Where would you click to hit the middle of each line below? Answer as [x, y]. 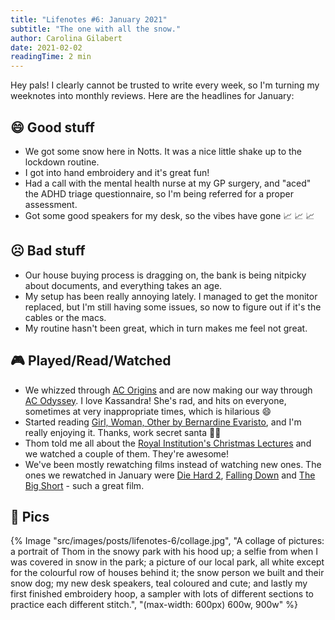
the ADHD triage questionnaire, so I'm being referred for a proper [159, 193]
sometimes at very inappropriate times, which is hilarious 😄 [148, 411]
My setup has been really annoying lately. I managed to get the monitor [171, 296]
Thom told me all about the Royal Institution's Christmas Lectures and [168, 443]
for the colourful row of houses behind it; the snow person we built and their [167, 573]
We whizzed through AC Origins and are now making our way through [168, 390]
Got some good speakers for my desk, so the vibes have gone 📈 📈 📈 [169, 215]
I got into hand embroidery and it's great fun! [117, 172]
